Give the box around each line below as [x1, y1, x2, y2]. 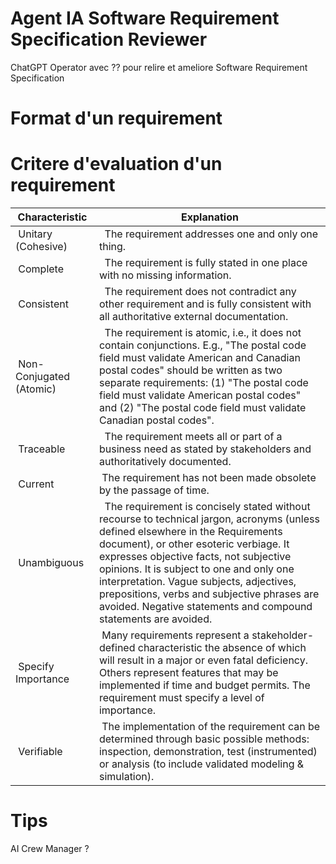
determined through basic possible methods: [98, 732, 310, 746]
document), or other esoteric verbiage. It [98, 537, 290, 551]
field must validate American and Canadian [98, 351, 301, 365]
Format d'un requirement [10, 107, 223, 130]
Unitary [18, 227, 53, 241]
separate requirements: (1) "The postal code [98, 376, 309, 390]
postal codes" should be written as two [98, 363, 283, 377]
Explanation [181, 210, 239, 224]
